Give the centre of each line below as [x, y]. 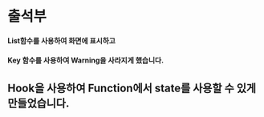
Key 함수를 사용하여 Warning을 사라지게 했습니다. [86, 60]
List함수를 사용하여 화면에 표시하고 [61, 40]
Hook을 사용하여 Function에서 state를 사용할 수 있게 [132, 88]
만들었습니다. [39, 103]
